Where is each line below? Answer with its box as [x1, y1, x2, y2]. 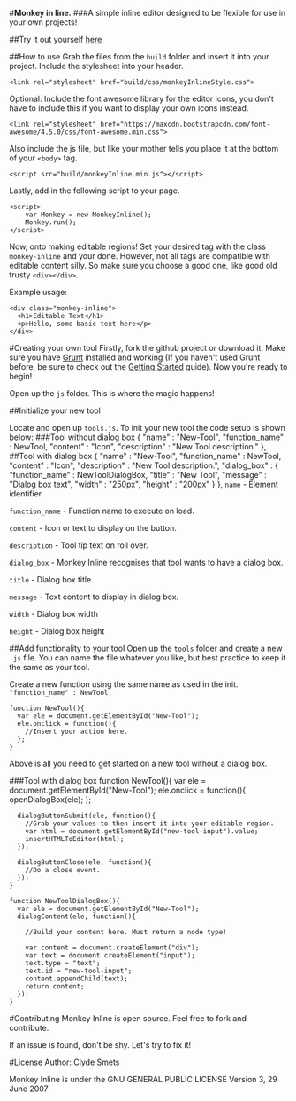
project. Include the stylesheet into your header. [9, 61, 184, 71]
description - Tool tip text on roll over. [9, 540, 148, 550]
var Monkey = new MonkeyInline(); [25, 210, 152, 219]
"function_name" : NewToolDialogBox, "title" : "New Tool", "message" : [9, 470, 267, 480]
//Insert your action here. [25, 727, 128, 736]
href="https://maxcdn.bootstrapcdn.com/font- [100, 120, 271, 129]
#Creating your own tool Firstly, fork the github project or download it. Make [9, 343, 285, 353]
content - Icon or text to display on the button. [9, 523, 177, 533]
